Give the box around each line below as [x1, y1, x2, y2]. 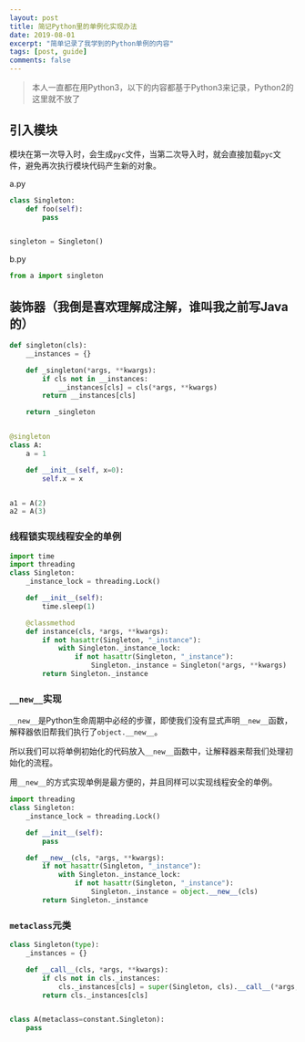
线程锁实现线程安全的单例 [9, 530, 122, 543]
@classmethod [25, 618, 76, 628]
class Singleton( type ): [9, 941, 100, 950]
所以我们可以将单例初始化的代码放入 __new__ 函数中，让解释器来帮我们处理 [9, 745, 286, 757]
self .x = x [42, 474, 84, 484]
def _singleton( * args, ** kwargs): [25, 366, 157, 375]
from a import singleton [9, 271, 104, 281]
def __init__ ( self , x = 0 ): [25, 465, 125, 474]
